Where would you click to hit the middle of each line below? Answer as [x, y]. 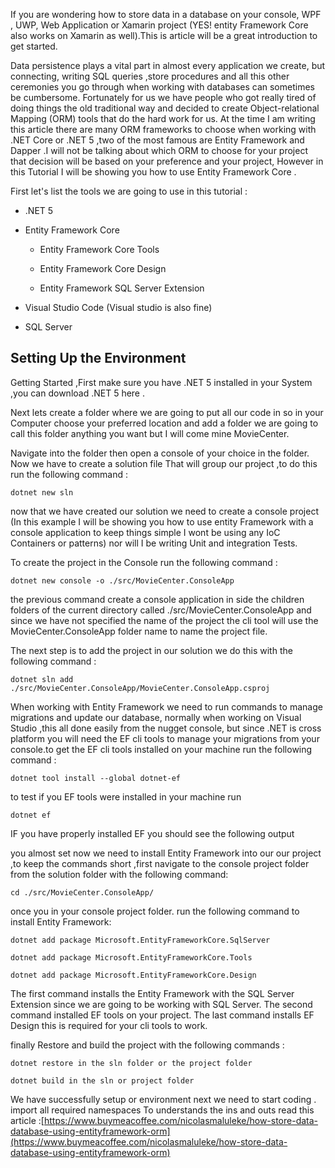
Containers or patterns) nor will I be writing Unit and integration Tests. [154, 543]
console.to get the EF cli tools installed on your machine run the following [161, 749]
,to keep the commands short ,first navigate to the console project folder [160, 863]
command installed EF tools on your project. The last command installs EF [162, 1015]
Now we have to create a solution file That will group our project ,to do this [164, 463]
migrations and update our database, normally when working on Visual [156, 717]
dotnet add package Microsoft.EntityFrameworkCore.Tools [131, 957]
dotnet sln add [42, 679]
